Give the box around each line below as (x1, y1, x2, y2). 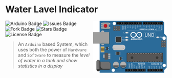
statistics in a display (17, 63, 63, 69)
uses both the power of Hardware (17, 46, 87, 53)
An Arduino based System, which (17, 41, 88, 47)
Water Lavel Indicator (5, 4, 98, 15)
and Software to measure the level (17, 52, 90, 58)
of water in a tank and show (17, 57, 78, 63)
